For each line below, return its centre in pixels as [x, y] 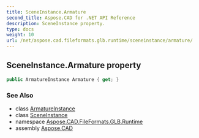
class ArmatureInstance [45, 109]
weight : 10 [20, 35]
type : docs [20, 29]
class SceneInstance [41, 115]
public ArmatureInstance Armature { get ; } [63, 79]
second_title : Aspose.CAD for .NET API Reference [71, 18]
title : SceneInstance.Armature [46, 12]
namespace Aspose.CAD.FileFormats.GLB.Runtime [79, 121]
